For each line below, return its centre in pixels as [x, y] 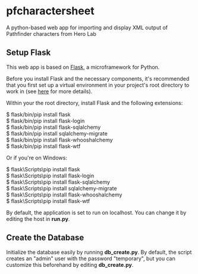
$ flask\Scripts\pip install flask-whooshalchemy [64, 195]
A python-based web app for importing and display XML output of [87, 27]
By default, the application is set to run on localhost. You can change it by [96, 213]
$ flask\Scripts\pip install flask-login [50, 176]
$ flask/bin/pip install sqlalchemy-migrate [57, 133]
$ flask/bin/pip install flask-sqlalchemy [54, 127]
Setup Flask [29, 53]
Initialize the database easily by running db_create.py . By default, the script [99, 252]
